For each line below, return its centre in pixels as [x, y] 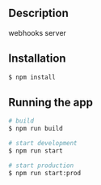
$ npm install [32, 77]
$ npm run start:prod [45, 173]
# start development [43, 144]
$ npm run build [36, 129]
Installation [37, 59]
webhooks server [38, 32]
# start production [41, 166]
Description [38, 13]
